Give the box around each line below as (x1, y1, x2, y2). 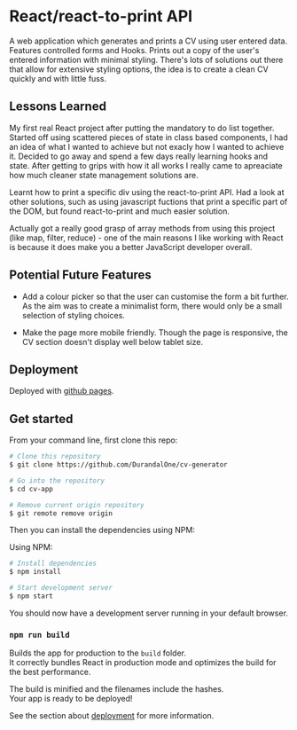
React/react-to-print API (9, 6, 193, 27)
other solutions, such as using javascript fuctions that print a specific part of (9, 196, 288, 207)
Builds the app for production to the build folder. (9, 648, 187, 658)
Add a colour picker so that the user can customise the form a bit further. (21, 291, 290, 302)
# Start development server (9, 584, 113, 593)
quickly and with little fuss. (9, 73, 107, 83)
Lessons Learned (9, 99, 106, 114)
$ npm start (9, 592, 53, 600)
